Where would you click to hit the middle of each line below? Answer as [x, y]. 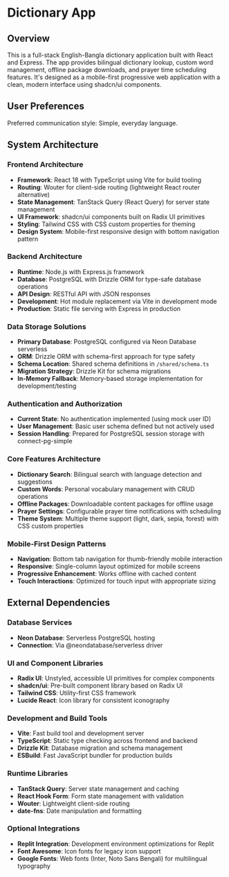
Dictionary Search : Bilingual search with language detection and [109, 474]
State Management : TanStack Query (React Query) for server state [113, 202]
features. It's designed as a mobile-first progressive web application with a [114, 77]
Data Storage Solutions [47, 326]
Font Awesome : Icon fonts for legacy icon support [89, 851]
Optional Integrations [44, 828]
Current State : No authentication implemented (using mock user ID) [114, 419]
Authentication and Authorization [65, 404]
